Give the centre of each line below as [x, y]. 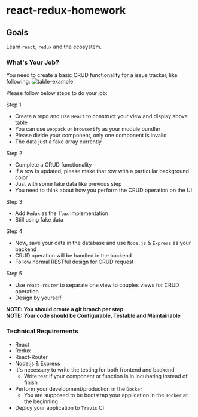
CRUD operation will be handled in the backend [73, 256]
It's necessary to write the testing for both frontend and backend [95, 370]
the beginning [41, 401]
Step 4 [14, 231]
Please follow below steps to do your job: [57, 93]
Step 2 [14, 154]
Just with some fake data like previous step [68, 184]
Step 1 [14, 105]
